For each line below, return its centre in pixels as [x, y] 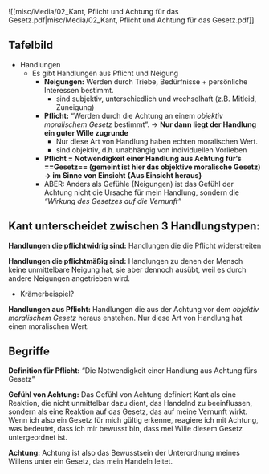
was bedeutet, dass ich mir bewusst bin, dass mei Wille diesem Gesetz [126, 429]
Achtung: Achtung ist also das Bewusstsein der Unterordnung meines [124, 453]
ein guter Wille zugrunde [86, 132]
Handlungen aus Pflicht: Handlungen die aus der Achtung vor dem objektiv [134, 309]
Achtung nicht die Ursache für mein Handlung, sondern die [141, 192]
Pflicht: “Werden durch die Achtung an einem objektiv [133, 115]
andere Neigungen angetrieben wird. [69, 278]
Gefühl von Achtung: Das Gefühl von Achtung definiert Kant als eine [122, 395]
